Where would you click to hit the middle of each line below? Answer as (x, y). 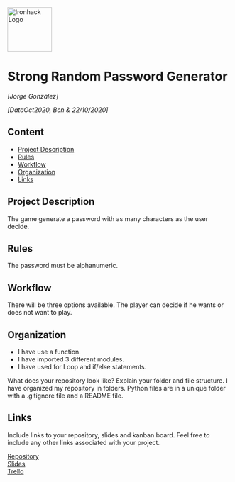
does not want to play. (40, 313)
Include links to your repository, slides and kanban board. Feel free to (109, 435)
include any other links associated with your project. (84, 442)
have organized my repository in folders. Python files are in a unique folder (116, 388)
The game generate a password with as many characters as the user (108, 218)
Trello (16, 471)
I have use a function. (49, 352)
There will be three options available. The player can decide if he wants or (115, 305)
